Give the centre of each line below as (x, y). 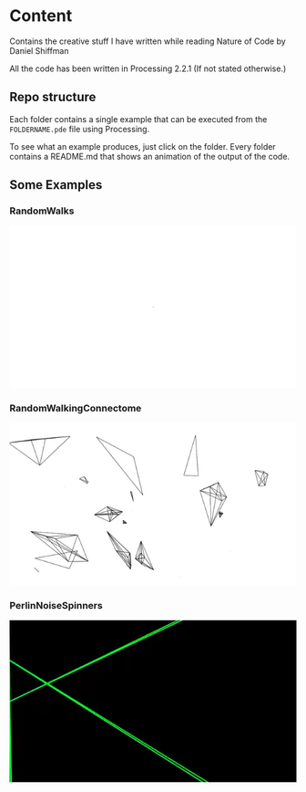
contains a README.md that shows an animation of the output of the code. (149, 156)
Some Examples (56, 185)
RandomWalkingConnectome (76, 408)
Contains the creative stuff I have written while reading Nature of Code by (148, 41)
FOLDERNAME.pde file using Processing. (80, 129)
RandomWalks (42, 211)
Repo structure (53, 97)
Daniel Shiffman (39, 50)
